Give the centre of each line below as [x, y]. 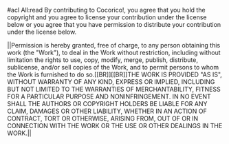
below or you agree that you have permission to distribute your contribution [114, 24]
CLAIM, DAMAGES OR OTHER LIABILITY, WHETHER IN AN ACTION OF [107, 111]
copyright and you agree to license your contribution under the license [107, 17]
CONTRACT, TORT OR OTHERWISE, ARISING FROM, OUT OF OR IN [103, 119]
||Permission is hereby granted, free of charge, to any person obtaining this [114, 45]
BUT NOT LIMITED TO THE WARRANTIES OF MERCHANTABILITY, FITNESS [114, 89]
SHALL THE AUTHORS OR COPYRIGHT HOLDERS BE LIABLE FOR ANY [107, 104]
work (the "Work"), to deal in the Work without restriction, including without [114, 52]
